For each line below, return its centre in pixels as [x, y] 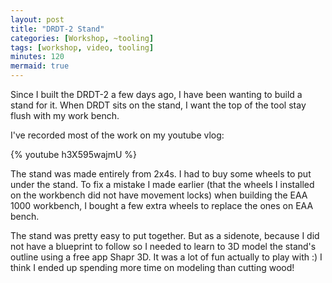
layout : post [37, 19]
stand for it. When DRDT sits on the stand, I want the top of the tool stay [158, 105]
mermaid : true [40, 66]
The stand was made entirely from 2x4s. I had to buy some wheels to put [161, 174]
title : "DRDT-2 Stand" [57, 29]
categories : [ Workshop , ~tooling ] [82, 38]
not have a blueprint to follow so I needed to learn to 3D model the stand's [163, 246]
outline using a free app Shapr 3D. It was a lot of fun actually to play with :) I [166, 257]
